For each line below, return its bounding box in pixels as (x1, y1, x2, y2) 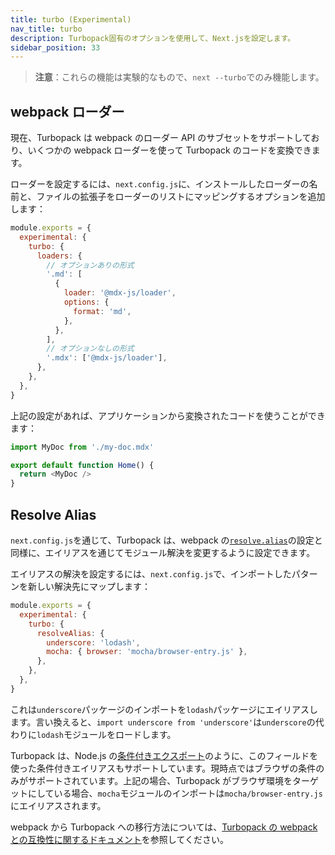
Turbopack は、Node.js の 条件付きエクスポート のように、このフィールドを (10, 749, 319, 761)
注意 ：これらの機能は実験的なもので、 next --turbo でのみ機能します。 (34, 71, 325, 83)
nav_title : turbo (10, 24, 83, 34)
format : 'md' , (73, 306, 132, 316)
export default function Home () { (10, 460, 155, 470)
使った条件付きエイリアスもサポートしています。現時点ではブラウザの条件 (10, 762, 317, 774)
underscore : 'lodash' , (46, 637, 141, 648)
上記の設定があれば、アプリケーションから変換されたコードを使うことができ (10, 409, 326, 421)
